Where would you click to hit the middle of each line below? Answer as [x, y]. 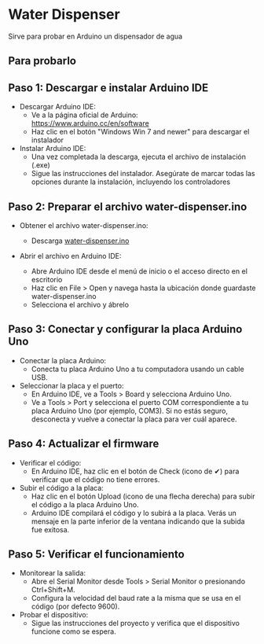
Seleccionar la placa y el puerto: [71, 385]
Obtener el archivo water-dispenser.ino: [84, 225]
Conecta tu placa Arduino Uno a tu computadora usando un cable [138, 369]
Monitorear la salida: [53, 573]
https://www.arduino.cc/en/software [90, 123]
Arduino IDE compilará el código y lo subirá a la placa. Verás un [134, 513]
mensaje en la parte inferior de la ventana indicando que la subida [138, 521]
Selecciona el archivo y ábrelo [80, 304]
